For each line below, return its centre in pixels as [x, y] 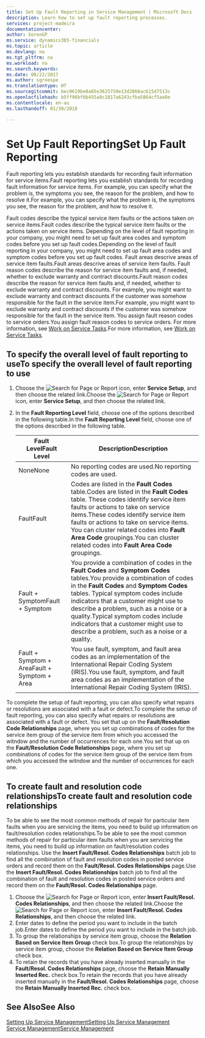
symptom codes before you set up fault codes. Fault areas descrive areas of [102, 257]
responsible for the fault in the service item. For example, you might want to [101, 302]
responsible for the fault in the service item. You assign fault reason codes [100, 316]
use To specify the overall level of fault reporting [99, 364]
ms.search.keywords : [33, 69]
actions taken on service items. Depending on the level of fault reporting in [100, 231]
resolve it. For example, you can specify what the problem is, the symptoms [101, 200]
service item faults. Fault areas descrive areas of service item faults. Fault [98, 264]
